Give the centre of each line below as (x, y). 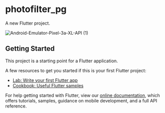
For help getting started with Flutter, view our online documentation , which (83, 95)
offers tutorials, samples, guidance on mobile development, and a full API (81, 100)
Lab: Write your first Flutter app (45, 80)
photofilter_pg (36, 9)
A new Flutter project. (28, 23)
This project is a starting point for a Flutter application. (62, 61)
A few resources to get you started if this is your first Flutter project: (76, 70)
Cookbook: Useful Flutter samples (48, 85)
